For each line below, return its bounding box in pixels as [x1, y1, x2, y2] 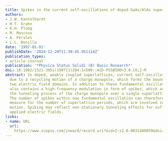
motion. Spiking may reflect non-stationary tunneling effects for [9, 105, 153, 110]
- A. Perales [5, 35, 32, 40]
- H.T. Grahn [5, 21, 32, 26]
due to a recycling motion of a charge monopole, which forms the [9, 77, 151, 82]
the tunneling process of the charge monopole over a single [9, 91, 140, 96]
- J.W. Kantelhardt [5, 16, 46, 21]
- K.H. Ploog [5, 26, 32, 31]
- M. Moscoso [5, 30, 32, 35]
